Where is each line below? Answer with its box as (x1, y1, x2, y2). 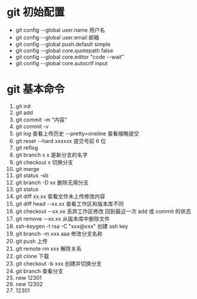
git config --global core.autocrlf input (15, 59, 108, 66)
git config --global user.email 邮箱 (15, 33, 99, 41)
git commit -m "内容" (15, 116, 68, 123)
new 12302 (15, 280, 43, 288)
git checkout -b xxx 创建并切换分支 (15, 260, 102, 267)
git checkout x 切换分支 (15, 158, 74, 166)
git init (15, 102, 31, 109)
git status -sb (15, 172, 49, 179)
